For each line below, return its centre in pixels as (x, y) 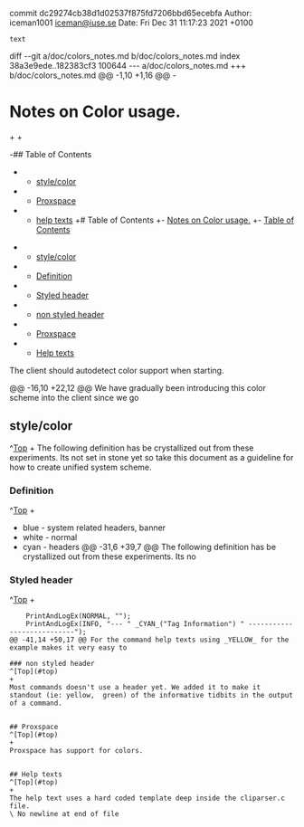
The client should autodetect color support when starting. (117, 370)
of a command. (36, 703)
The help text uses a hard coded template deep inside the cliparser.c (147, 798)
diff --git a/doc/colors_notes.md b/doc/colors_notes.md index (125, 56)
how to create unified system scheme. (81, 467)
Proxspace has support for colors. (76, 751)
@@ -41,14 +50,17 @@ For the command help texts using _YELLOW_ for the (149, 640)
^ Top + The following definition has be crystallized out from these (132, 448)
